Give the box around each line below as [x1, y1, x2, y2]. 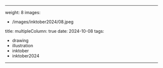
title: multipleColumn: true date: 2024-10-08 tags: [5, 28, 104, 34]
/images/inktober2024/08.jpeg [12, 19, 74, 25]
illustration [12, 43, 33, 48]
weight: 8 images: [5, 10, 41, 15]
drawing [12, 38, 29, 43]
